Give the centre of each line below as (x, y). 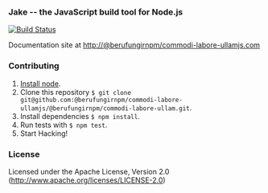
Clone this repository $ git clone (75, 92)
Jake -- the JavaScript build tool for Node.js (96, 12)
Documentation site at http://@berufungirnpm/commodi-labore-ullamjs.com (134, 45)
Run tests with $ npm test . (64, 125)
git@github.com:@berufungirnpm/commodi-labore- (101, 100)
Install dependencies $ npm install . (80, 116)
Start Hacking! (44, 133)
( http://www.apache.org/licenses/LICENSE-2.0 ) (87, 180)
